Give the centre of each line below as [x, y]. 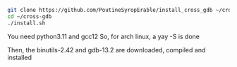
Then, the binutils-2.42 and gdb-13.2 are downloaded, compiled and [107, 50]
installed [20, 57]
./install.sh [26, 23]
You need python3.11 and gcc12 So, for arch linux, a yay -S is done [103, 36]
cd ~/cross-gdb [30, 16]
